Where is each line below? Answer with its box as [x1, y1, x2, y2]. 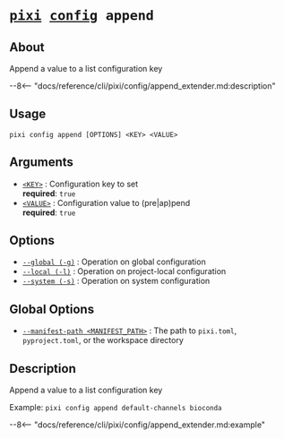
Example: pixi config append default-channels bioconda [9, 402, 222, 413]
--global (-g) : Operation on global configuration [22, 256, 206, 267]
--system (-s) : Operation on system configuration [22, 276, 211, 287]
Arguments [9, 155, 74, 170]
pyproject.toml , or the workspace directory [22, 335, 184, 346]
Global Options [9, 301, 95, 316]
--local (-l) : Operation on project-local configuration [22, 266, 227, 277]
